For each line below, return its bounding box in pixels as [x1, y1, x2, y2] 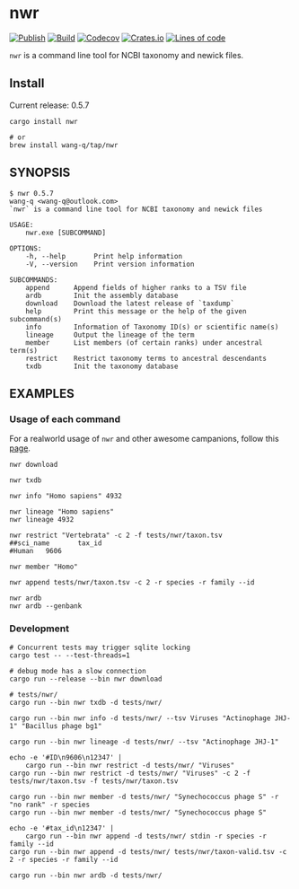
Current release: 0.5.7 [9, 100, 90, 110]
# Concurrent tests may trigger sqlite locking [9, 643, 191, 652]
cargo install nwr [9, 117, 78, 126]
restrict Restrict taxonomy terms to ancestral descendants [25, 354, 268, 363]
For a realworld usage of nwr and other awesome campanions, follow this [9, 434, 280, 444]
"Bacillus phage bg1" [21, 721, 102, 730]
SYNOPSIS [9, 165, 71, 180]
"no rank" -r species [9, 800, 91, 809]
